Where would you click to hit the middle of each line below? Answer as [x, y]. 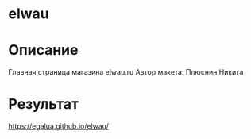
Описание [43, 50]
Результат [44, 104]
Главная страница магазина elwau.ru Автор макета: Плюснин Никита [126, 72]
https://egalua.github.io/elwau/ [58, 126]
